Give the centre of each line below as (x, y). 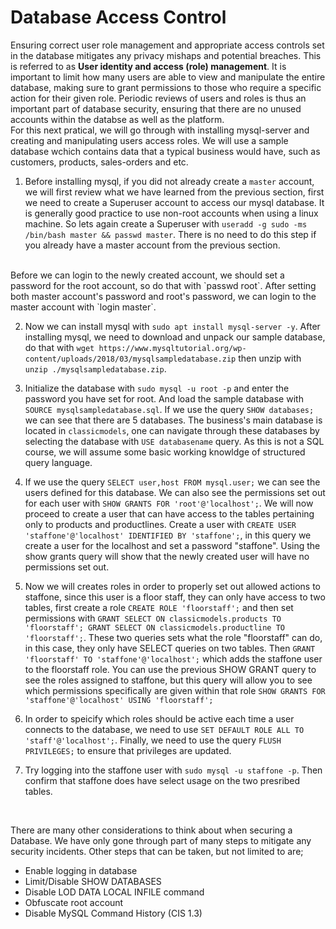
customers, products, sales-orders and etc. (99, 162)
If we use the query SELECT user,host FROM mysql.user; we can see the (172, 482)
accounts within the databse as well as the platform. (117, 119)
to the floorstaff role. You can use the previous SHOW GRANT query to (170, 669)
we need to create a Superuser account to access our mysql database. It (174, 202)
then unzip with (270, 358)
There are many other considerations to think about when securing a (151, 830)
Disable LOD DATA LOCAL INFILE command (114, 892)
